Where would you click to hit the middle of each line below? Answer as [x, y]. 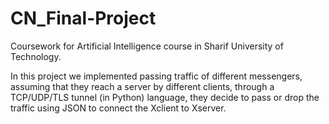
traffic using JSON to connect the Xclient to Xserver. [118, 108]
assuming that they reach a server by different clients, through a [142, 86]
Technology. [36, 56]
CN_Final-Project [83, 18]
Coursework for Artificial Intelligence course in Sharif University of [147, 46]
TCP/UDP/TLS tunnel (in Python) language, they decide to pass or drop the [165, 97]
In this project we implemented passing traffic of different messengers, [156, 76]
